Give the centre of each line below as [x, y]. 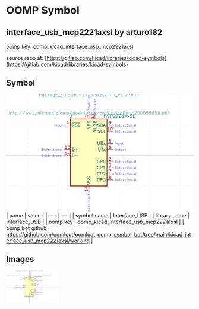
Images [20, 259]
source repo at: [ [26, 58]
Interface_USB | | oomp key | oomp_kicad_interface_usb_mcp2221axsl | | [95, 222]
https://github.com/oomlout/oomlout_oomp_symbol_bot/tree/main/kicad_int [99, 234]
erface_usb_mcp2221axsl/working [48, 241]
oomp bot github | [28, 228]
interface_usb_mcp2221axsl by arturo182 [84, 32]
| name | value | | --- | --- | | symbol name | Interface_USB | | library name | [98, 215]
